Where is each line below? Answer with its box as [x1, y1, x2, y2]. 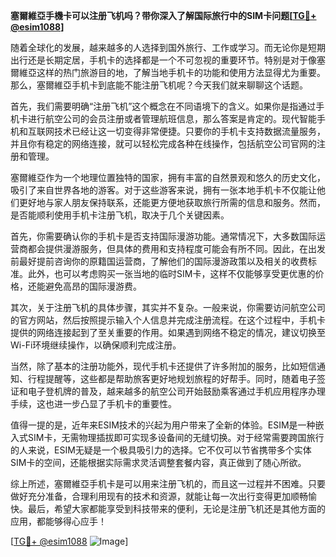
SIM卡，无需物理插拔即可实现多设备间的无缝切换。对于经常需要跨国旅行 [27, 432, 325, 443]
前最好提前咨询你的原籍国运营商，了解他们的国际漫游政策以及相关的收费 [10, 255, 308, 267]
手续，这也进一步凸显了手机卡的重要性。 [10, 398, 177, 409]
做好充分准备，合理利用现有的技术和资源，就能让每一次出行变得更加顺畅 [10, 490, 308, 502]
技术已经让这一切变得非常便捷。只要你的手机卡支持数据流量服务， [53, 125, 326, 137]
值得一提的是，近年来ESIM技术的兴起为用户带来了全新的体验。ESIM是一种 [10, 419, 316, 431]
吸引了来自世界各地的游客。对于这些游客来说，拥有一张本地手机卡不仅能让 [10, 184, 317, 196]
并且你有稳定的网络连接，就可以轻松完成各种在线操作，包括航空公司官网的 [10, 138, 317, 149]
